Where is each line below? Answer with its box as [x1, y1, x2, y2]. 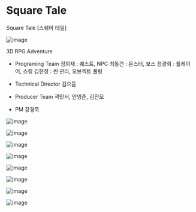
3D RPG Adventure [6, 47, 53, 54]
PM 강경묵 [14, 105, 40, 113]
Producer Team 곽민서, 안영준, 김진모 [14, 93, 104, 100]
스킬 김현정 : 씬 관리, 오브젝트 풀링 [23, 67, 103, 75]
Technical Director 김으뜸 [14, 80, 77, 87]
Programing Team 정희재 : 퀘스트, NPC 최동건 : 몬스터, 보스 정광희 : [14, 60, 175, 67]
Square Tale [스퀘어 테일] [6, 24, 67, 31]
